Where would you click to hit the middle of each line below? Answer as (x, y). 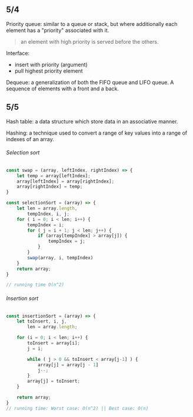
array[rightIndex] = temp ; (50, 187)
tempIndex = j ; (66, 242)
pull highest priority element (49, 71)
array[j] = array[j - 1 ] (68, 365)
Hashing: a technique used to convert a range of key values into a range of (96, 133)
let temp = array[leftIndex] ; (54, 176)
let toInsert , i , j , (42, 321)
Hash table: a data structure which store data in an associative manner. (92, 121)
